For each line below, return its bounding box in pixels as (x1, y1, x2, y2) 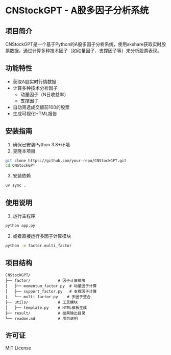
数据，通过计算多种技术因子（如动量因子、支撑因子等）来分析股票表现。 (9, 48, 162, 54)
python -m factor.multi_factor (5, 243, 72, 248)
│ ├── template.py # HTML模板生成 (5, 305, 87, 310)
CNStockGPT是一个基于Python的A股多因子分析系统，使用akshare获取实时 (5, 41, 162, 47)
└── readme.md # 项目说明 (5, 316, 78, 321)
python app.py (5, 223, 36, 228)
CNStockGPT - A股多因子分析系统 (5, 5, 149, 16)
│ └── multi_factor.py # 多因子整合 (5, 294, 91, 299)
